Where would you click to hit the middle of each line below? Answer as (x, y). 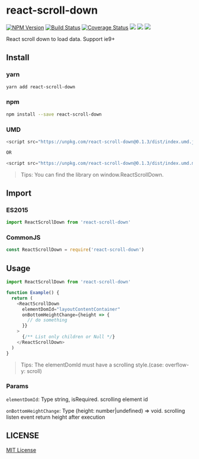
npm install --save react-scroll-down (54, 114)
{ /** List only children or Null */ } (68, 337)
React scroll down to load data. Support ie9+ (61, 39)
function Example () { (33, 293)
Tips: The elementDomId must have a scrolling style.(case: (92, 365)
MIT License (21, 450)
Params (17, 386)
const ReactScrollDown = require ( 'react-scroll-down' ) (75, 250)
